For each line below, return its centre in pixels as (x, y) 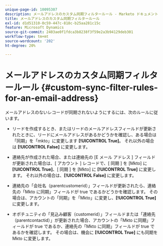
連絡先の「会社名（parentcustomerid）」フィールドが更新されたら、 (80, 185)
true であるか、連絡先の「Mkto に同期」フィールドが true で (95, 226)
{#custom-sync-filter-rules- (99, 87)
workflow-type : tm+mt (27, 37)
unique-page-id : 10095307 (31, 9)
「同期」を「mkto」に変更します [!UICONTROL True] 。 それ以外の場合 (83, 141)
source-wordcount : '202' (30, 41)
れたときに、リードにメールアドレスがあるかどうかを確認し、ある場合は (84, 134)
